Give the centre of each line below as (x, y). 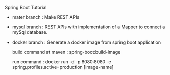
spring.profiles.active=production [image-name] (63, 67)
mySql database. (30, 32)
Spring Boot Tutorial (26, 7)
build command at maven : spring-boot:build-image (66, 52)
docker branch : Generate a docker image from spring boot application (87, 42)
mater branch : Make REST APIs (46, 17)
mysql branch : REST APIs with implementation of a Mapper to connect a (89, 27)
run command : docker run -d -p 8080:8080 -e (62, 62)
